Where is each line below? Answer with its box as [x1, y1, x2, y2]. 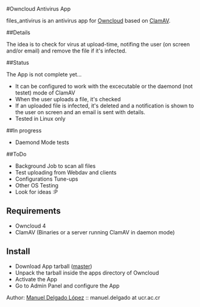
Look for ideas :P [15, 189, 58, 195]
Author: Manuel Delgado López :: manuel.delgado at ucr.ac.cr [6, 294, 160, 301]
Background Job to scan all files [15, 162, 96, 170]
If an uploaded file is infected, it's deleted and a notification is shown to [15, 102, 195, 109]
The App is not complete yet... [6, 71, 82, 78]
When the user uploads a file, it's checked [15, 96, 121, 103]
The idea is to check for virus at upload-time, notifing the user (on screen [6, 41, 190, 48]
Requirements [6, 206, 61, 216]
